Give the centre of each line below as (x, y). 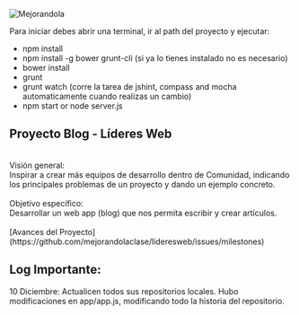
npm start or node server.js (72, 106)
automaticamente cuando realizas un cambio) (107, 96)
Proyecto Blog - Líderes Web (91, 134)
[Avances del (34, 232)
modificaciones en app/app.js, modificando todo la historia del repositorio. (147, 301)
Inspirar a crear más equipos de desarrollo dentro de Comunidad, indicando (149, 174)
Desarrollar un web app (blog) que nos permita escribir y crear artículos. (143, 213)
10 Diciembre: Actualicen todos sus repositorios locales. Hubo (124, 291)
